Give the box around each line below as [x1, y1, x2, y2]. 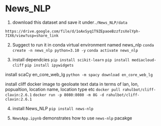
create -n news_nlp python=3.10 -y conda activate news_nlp [12, 48, 138, 53]
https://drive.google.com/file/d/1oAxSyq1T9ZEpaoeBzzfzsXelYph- [5, 29, 141, 34]
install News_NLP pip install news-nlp [12, 105, 94, 111]
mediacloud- [131, 57, 157, 62]
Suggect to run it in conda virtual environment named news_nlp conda [12, 42, 155, 47]
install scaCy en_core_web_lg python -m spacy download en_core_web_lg [5, 71, 153, 77]
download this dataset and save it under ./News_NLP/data [12, 19, 128, 25]
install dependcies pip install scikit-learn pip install [12, 56, 130, 62]
